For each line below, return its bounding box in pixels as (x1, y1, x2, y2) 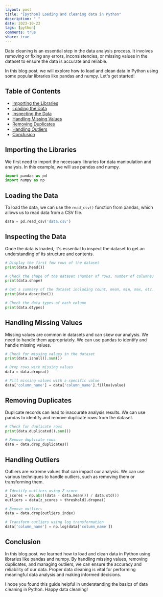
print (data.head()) (5, 265, 45, 270)
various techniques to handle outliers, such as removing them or (5, 474, 135, 479)
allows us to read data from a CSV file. (5, 210, 83, 215)
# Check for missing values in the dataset (5, 351, 95, 357)
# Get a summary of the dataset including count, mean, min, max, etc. (5, 287, 154, 292)
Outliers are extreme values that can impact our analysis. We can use (5, 468, 145, 474)
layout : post (5, 7, 32, 12)
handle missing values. (5, 342, 51, 348)
